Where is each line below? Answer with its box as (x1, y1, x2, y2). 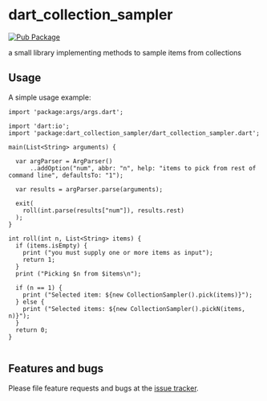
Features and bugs (8, 362, 104, 375)
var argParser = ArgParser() (15, 157, 113, 166)
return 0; (15, 325, 48, 334)
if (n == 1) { (15, 284, 63, 292)
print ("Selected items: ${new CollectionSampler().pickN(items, (22, 305, 246, 313)
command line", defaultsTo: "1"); (8, 171, 124, 179)
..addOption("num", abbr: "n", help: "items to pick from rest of (29, 164, 257, 172)
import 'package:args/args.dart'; (8, 108, 124, 116)
